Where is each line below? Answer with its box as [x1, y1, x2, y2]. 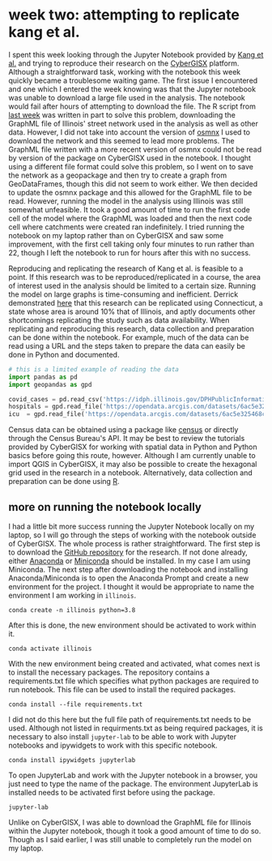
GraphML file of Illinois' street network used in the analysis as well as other [8, 118, 259, 128]
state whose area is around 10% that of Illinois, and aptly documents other [8, 306, 256, 316]
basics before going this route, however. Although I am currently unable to [8, 451, 257, 460]
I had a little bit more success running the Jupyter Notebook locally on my [8, 521, 255, 531]
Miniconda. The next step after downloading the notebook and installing [8, 565, 249, 574]
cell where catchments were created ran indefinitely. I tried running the [8, 221, 245, 232]
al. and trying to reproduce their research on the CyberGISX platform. [8, 58, 240, 68]
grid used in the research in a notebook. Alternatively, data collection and [8, 468, 253, 478]
